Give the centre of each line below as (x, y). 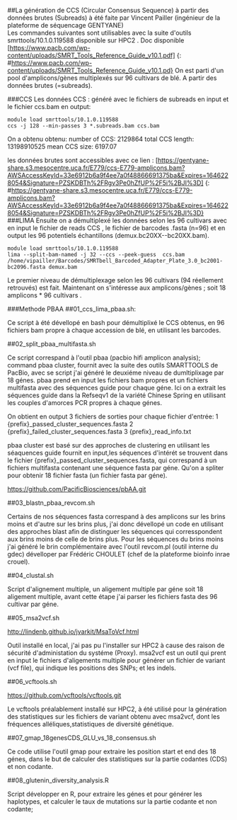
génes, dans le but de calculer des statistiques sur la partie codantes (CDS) (117, 759)
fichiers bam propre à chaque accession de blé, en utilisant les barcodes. (114, 330)
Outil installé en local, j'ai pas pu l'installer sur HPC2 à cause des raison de (116, 645)
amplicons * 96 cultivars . (45, 295)
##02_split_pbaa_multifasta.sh (52, 344)
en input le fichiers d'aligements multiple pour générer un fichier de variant (116, 660)
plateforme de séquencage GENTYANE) (65, 25)
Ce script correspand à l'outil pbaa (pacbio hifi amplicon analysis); (104, 358)
